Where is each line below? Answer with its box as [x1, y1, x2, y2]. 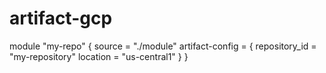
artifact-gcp [9, 7, 113, 30]
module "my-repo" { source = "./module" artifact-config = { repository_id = [9, 40, 317, 52]
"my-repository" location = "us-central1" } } [9, 50, 189, 62]
